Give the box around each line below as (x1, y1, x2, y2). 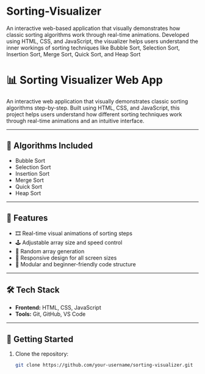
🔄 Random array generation (15, 247, 85, 255)
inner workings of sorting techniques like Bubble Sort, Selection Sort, (6, 44, 180, 51)
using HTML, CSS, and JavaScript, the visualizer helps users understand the (6, 37, 198, 45)
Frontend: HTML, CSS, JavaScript (15, 304, 102, 312)
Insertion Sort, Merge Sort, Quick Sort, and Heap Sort (6, 50, 141, 58)
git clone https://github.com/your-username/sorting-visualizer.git (15, 362, 193, 368)
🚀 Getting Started (6, 334, 74, 344)
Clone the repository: (15, 350, 69, 357)
